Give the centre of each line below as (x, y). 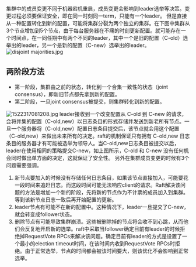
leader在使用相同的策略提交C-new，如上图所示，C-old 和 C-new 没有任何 (95, 150)
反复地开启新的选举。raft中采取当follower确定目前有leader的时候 (102, 229)
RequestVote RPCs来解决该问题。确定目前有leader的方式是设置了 (104, 236)
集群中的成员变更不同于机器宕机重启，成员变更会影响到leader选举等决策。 (95, 8)
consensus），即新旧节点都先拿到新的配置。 (67, 94)
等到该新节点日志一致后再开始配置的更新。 (66, 199)
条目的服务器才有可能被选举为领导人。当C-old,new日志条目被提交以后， (93, 143)
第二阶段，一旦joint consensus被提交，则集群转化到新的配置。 (90, 101)
